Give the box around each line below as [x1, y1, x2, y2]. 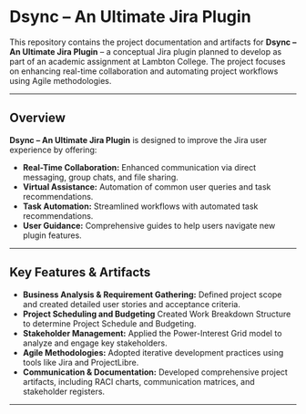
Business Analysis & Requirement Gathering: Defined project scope [22, 289, 282, 300]
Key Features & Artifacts [9, 264, 151, 280]
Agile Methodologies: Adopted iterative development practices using [22, 347, 284, 357]
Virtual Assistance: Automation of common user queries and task [22, 181, 271, 192]
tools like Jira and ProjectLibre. [22, 357, 139, 367]
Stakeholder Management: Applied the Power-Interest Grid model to [22, 327, 282, 338]
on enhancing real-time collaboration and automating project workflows [9, 66, 279, 77]
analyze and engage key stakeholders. [22, 337, 168, 348]
